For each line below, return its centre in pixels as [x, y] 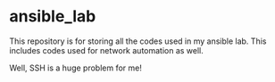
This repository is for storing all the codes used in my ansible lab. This [138, 41]
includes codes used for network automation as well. [106, 50]
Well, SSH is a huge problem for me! [76, 68]
